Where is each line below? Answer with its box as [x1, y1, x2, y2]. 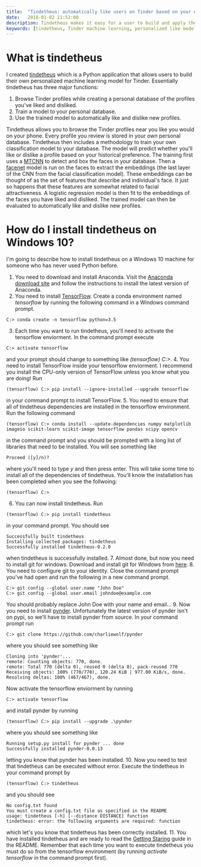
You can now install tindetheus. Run [14, 500, 103, 507]
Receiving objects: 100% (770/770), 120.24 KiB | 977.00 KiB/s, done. [6, 669, 186, 676]
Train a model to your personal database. [14, 108, 117, 115]
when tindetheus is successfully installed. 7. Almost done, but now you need [6, 554, 194, 562]
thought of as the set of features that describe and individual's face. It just [6, 177, 189, 184]
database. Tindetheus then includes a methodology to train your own [6, 139, 176, 146]
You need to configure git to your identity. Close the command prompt [6, 567, 179, 575]
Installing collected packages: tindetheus [6, 539, 117, 545]
